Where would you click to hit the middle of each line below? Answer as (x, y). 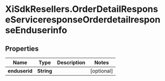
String (45, 71)
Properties (22, 48)
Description (71, 62)
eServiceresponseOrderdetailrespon (83, 20)
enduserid (20, 71)
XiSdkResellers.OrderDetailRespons (82, 9)
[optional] (101, 71)
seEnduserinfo (36, 30)
